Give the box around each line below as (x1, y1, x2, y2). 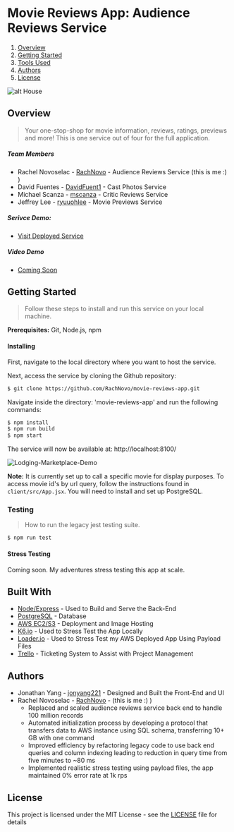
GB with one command (27, 734, 95, 742)
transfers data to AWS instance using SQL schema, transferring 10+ (27, 726, 225, 735)
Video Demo (7, 248, 44, 256)
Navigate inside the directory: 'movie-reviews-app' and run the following (7, 397, 218, 406)
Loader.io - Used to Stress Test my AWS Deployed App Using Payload (17, 634, 221, 643)
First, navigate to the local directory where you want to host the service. (7, 358, 216, 366)
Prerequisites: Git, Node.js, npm (7, 326, 102, 334)
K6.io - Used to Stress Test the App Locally (17, 627, 143, 636)
